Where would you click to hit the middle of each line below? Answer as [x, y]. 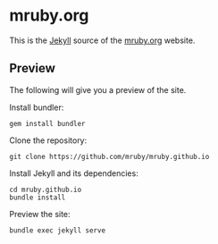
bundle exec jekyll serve [57, 230]
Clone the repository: [48, 140]
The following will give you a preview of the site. [98, 89]
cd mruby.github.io [46, 189]
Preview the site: [40, 214]
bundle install [38, 198]
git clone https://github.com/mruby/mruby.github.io [109, 156]
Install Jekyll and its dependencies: [74, 173]
